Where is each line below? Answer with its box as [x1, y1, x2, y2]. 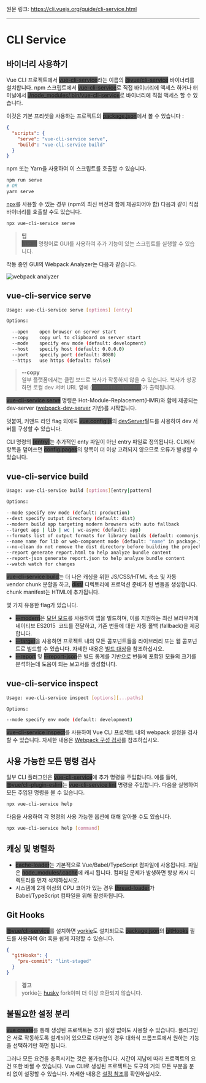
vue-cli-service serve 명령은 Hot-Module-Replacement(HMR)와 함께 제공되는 [6, 396, 198, 404]
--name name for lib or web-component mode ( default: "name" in [6, 538, 174, 545]
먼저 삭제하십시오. [36, 876, 80, 884]
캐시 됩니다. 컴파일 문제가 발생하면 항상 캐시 [84, 868, 189, 876]
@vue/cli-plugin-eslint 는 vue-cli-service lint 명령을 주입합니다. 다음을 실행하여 [6, 781, 199, 789]
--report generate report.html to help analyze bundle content [6, 549, 172, 556]
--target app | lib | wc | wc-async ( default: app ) [6, 527, 141, 533]
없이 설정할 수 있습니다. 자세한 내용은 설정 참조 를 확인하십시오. [12, 1070, 162, 1077]
